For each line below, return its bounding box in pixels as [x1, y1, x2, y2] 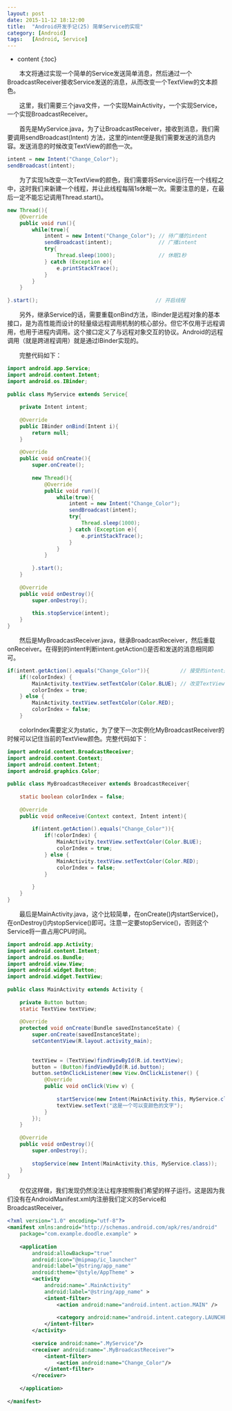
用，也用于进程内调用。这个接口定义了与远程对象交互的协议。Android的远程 [7, 328, 223, 336]
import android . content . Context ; [7, 755, 104, 762]
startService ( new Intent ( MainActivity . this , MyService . [56, 1096, 221, 1103]
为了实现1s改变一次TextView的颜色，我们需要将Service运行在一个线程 [19, 175, 218, 184]
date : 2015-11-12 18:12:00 [7, 17, 85, 24]
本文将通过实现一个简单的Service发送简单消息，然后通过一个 [19, 69, 193, 78]
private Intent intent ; [19, 403, 88, 411]
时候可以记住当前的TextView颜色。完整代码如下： [7, 734, 148, 742]
